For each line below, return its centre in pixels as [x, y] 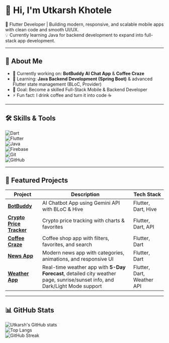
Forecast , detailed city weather [79, 273]
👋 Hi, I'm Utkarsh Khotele [59, 10]
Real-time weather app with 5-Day [84, 267]
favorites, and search [67, 245]
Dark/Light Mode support [72, 286]
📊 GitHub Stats [30, 310]
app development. [36, 40]
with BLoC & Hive [63, 209]
